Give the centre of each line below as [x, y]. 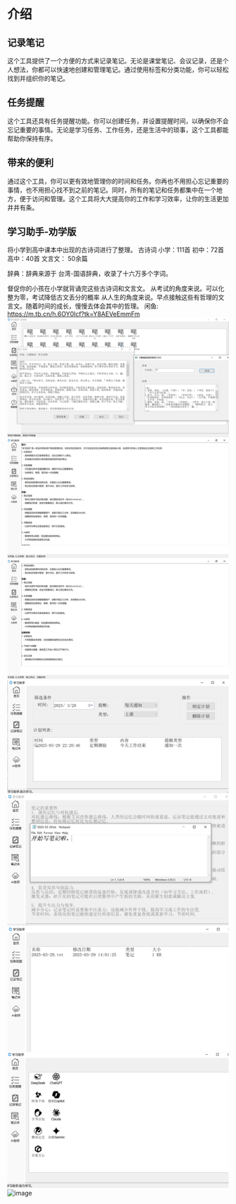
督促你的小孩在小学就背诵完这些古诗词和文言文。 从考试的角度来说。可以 [113, 288]
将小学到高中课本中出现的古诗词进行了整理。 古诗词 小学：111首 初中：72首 [116, 250]
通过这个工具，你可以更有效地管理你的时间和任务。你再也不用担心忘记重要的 [118, 181]
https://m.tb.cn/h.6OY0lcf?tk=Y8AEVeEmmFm [74, 314]
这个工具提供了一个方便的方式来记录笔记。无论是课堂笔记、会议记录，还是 [115, 61]
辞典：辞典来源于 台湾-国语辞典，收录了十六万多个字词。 [90, 274]
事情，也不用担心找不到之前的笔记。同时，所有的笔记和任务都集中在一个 [112, 190]
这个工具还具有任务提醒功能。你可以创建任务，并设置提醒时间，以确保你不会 [118, 121]
